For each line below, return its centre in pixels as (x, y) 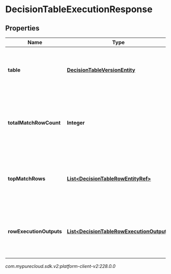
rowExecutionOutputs (35, 231)
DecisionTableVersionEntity (101, 70)
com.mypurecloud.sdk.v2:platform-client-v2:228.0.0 (61, 266)
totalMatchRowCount (34, 123)
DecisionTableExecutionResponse (79, 9)
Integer (76, 123)
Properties (22, 28)
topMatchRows (27, 179)
